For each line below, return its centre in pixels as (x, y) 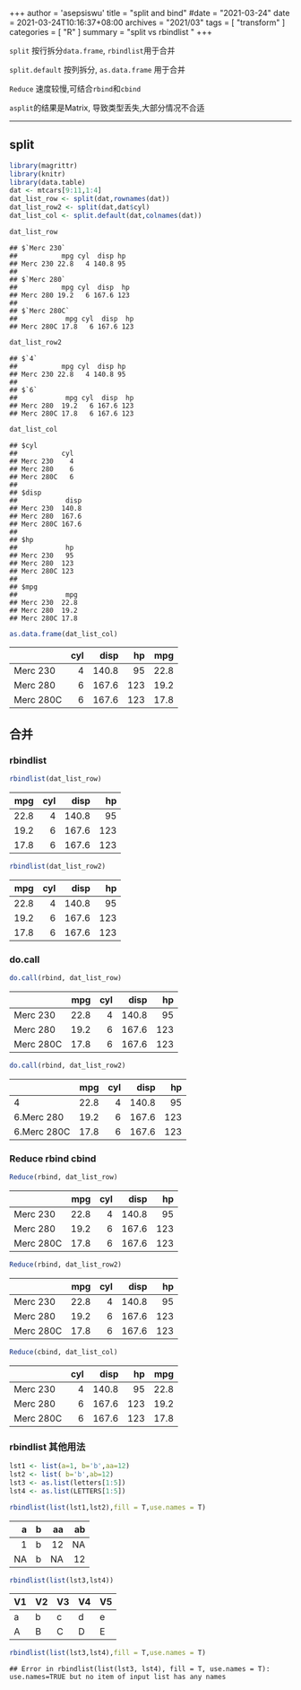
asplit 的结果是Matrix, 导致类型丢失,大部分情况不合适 (107, 108)
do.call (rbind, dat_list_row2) (68, 1066)
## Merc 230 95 (42, 556)
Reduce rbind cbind (53, 1159)
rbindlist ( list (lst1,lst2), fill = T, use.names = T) (107, 1507)
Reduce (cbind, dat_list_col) (64, 1352)
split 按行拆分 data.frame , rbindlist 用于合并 (92, 50)
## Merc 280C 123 (42, 571)
